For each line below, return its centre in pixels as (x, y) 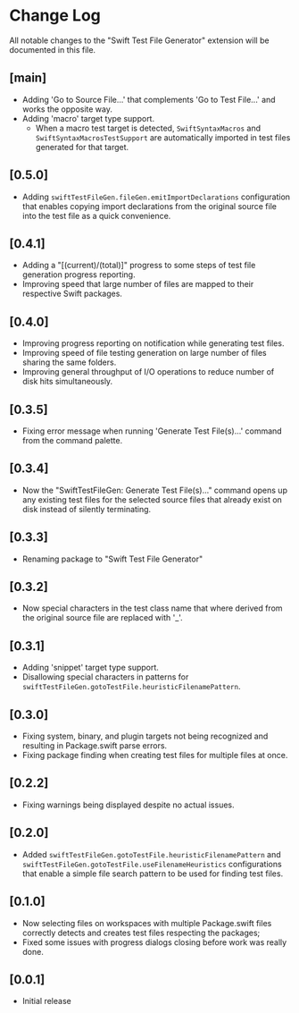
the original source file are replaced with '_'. (102, 618)
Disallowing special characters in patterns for (105, 677)
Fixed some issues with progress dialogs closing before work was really (154, 942)
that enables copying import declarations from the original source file (149, 206)
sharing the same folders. (69, 362)
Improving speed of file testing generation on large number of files (144, 353)
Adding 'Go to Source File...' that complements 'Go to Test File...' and (149, 99)
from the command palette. (72, 440)
